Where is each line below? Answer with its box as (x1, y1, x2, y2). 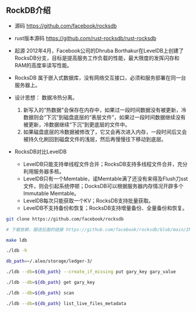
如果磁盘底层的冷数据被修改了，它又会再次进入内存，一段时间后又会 (23, 128, 187, 135)
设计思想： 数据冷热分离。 (14, 94, 78, 101)
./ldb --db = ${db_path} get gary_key (6, 280, 95, 286)
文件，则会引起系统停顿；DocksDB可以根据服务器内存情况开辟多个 (23, 182, 184, 189)
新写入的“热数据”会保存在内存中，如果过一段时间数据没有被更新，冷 (23, 106, 187, 113)
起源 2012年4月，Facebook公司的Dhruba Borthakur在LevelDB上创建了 (14, 47, 184, 54)
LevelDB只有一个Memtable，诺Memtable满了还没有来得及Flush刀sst (23, 175, 188, 182)
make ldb (6, 237, 27, 243)
